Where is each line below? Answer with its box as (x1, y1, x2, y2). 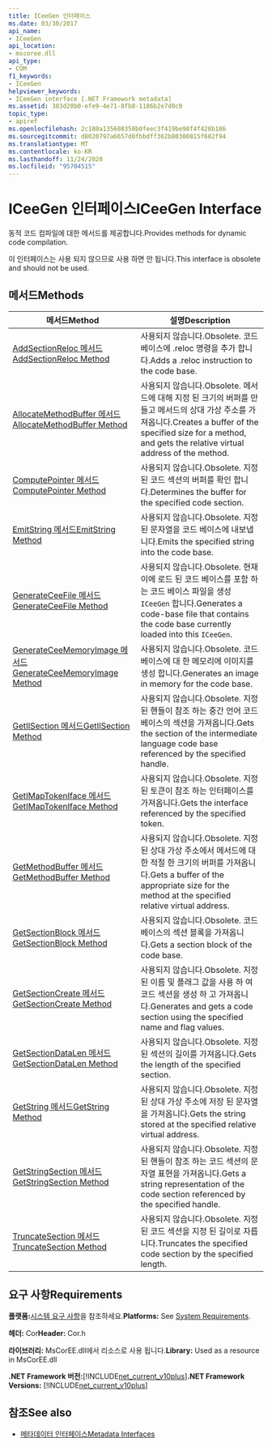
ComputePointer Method (12, 484, 107, 496)
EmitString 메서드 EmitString (12, 523, 116, 535)
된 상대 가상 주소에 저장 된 (140, 1095, 234, 1107)
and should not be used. (8, 263, 90, 273)
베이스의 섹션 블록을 (140, 927, 213, 938)
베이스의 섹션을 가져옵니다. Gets (140, 717, 255, 728)
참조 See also (8, 1406, 72, 1420)
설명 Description (169, 314, 231, 326)
